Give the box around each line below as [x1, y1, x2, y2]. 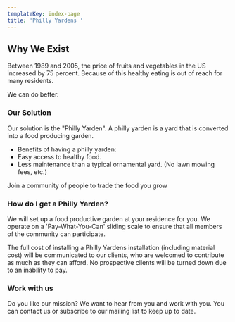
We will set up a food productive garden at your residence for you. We [7, 214, 211, 223]
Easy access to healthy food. [17, 152, 102, 161]
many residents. [7, 77, 54, 85]
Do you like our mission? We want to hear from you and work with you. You [7, 299, 225, 308]
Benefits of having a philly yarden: [17, 145, 117, 154]
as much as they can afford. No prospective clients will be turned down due [7, 258, 227, 266]
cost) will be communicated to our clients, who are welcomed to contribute [7, 251, 224, 259]
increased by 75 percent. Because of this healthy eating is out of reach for [7, 69, 223, 78]
